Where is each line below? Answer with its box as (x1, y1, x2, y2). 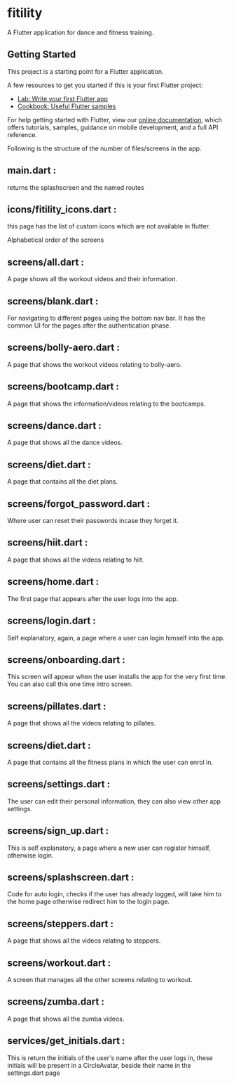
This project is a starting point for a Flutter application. (7, 67, 164, 75)
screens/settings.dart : (7, 778, 111, 790)
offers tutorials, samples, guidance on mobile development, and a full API (7, 123, 219, 131)
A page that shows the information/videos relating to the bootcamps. (7, 399, 206, 408)
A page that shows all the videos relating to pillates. (7, 719, 156, 728)
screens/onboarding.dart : (7, 654, 126, 666)
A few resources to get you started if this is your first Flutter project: (7, 81, 203, 89)
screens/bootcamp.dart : (7, 381, 119, 393)
